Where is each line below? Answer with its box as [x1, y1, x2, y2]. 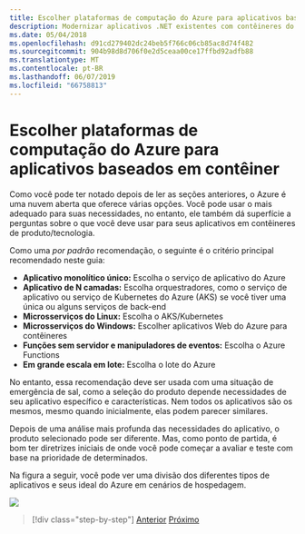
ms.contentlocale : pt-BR [9, 64, 103, 74]
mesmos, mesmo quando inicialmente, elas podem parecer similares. [9, 405, 269, 416]
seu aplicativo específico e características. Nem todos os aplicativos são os [9, 396, 293, 407]
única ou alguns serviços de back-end [22, 301, 166, 311]
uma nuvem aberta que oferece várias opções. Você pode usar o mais [9, 198, 272, 209]
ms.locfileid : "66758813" [9, 81, 107, 90]
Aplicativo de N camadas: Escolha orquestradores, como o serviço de [22, 282, 288, 292]
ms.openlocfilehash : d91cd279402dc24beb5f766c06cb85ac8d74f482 [9, 38, 254, 48]
